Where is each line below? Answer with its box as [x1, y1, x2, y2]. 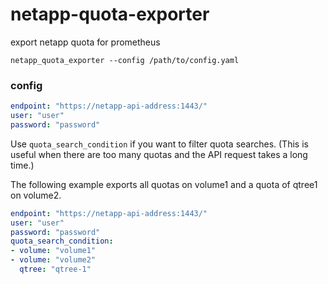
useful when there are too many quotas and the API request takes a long [10, 148, 308, 160]
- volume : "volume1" [10, 246, 97, 256]
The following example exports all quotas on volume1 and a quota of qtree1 [10, 178, 318, 190]
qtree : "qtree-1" [19, 264, 92, 275]
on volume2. [10, 189, 62, 201]
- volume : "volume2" [10, 255, 97, 265]
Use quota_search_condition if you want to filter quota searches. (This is [10, 138, 309, 150]
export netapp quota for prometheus [10, 36, 161, 48]
